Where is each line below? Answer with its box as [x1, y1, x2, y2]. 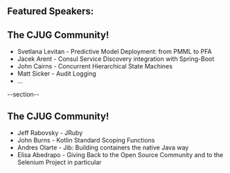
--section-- [7, 90, 39, 99]
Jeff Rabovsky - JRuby [17, 129, 83, 137]
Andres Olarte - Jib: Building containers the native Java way [17, 143, 189, 152]
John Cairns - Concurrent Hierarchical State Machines [17, 62, 173, 71]
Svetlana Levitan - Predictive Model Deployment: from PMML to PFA [17, 48, 213, 56]
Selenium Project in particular [17, 158, 102, 167]
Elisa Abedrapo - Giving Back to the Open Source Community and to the [17, 151, 224, 159]
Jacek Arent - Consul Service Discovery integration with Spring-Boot [17, 55, 215, 63]
